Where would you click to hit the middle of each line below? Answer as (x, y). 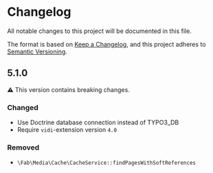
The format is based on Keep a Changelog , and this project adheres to (106, 44)
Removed (23, 147)
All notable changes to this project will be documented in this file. (100, 31)
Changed (23, 107)
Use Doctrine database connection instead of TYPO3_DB (98, 123)
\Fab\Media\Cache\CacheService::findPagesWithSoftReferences (106, 163)
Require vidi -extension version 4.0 (67, 130)
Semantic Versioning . (37, 51)
